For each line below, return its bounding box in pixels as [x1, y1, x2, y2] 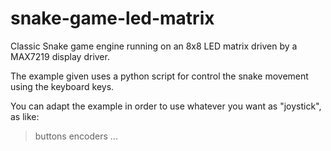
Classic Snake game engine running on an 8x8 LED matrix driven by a [10, 40, 298, 52]
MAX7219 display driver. [10, 50, 110, 62]
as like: [10, 110, 40, 122]
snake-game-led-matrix [10, 7, 215, 30]
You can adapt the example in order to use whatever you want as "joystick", [10, 100, 322, 112]
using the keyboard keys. [10, 80, 115, 92]
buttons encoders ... [34, 130, 118, 142]
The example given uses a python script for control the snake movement [10, 70, 309, 82]
